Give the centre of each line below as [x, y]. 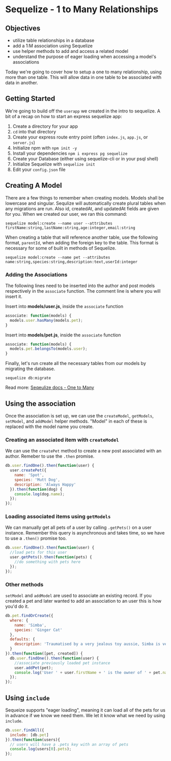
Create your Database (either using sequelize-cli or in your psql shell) [85, 158]
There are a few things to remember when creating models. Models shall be [85, 198]
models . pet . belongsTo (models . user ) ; [49, 349]
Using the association [40, 403]
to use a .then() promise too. [36, 539]
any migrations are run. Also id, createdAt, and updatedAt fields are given [82, 208]
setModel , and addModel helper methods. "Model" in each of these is [76, 421]
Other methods [24, 584]
